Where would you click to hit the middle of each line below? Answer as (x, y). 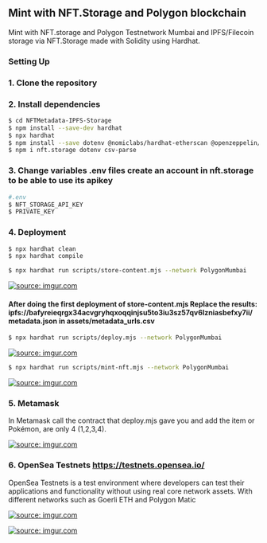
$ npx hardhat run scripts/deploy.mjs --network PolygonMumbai (115, 338)
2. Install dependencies (54, 104)
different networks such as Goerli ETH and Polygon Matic (102, 499)
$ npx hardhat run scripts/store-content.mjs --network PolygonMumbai (128, 271)
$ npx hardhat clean (43, 249)
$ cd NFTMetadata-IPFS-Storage (60, 120)
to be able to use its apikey (61, 181)
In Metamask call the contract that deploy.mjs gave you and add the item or (132, 420)
